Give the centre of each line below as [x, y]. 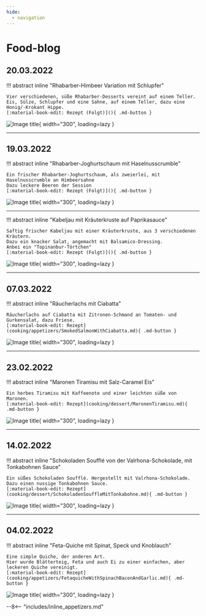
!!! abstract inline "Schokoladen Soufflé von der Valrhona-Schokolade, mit [99, 460]
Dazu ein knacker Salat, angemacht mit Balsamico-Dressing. [85, 242]
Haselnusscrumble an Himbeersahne [51, 180]
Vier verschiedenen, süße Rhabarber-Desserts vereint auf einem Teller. [101, 96]
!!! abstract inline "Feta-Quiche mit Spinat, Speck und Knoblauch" [89, 545]
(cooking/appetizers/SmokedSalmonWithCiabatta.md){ [74, 331]
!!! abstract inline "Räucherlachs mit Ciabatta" [64, 304]
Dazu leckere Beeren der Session [49, 186]
